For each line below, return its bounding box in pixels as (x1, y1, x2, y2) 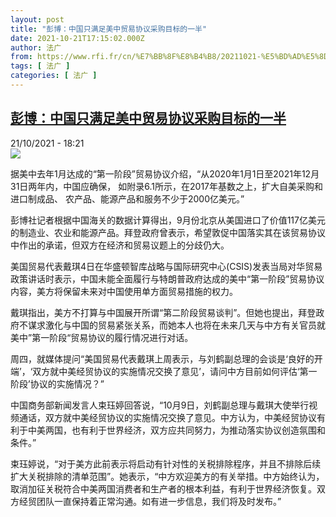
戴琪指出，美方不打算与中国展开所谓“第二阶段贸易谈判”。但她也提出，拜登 (10, 306, 317, 318)
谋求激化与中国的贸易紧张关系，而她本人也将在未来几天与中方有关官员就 (27, 319, 326, 331)
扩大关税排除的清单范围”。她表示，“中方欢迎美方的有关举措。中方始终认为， (10, 470, 325, 482)
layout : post (10, 14, 65, 25)
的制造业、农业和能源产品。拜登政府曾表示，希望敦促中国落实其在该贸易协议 (10, 226, 326, 238)
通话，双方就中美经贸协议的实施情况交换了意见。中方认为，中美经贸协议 (18, 411, 317, 423)
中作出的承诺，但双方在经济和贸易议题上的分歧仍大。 (10, 239, 230, 251)
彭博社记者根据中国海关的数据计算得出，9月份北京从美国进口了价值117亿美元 (10, 214, 326, 226)
